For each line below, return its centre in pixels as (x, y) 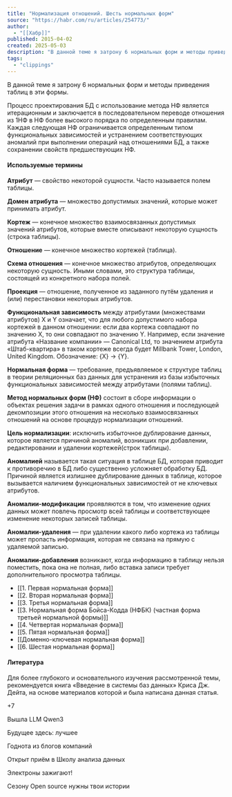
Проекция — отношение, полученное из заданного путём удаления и (110, 291)
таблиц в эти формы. (38, 92)
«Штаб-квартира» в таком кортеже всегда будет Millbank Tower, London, (115, 349)
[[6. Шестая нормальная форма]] (66, 646)
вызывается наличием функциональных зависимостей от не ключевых (112, 483)
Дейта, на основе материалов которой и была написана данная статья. (113, 693)
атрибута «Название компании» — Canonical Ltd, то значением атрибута (115, 341)
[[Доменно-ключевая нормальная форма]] (81, 639)
